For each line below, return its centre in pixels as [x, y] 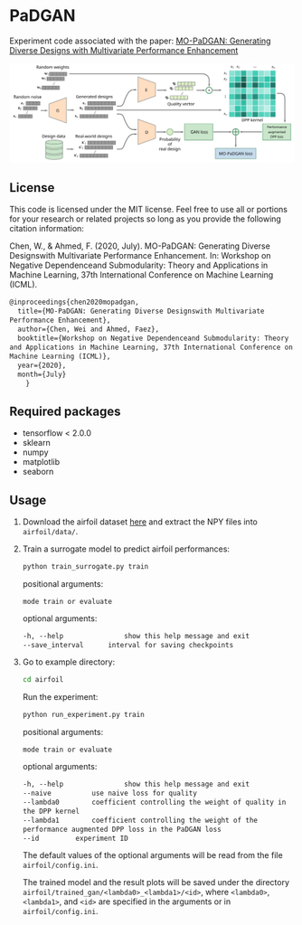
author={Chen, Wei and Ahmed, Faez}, [89, 330]
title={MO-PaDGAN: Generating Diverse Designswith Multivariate [141, 311]
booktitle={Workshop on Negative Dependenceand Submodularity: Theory [153, 339]
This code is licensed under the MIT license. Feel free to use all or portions [148, 210]
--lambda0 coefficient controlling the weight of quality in [154, 802]
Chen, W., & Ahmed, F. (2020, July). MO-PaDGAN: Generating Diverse [140, 246]
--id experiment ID [75, 838]
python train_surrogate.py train [85, 567]
